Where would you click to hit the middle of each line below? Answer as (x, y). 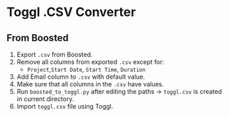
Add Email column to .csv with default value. (81, 77)
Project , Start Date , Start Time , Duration (86, 69)
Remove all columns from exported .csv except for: (90, 62)
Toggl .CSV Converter (71, 12)
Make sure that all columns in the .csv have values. (90, 84)
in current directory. (45, 99)
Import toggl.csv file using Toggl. (65, 106)
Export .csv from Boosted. (54, 54)
